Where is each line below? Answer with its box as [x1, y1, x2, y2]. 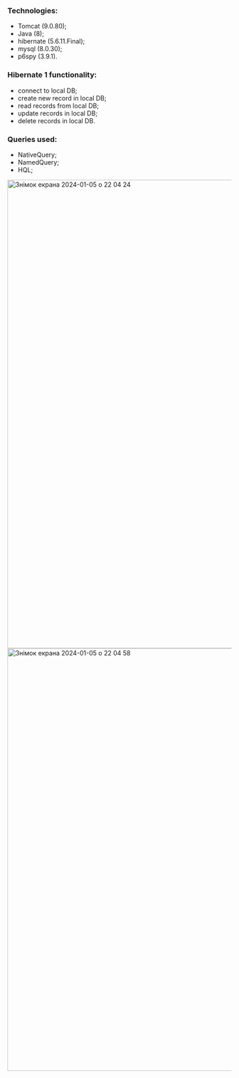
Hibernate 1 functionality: [7, 70, 97, 80]
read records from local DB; [17, 101, 100, 110]
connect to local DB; [17, 86, 78, 95]
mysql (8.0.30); [17, 45, 63, 53]
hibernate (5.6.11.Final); [17, 37, 85, 46]
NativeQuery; [17, 150, 57, 159]
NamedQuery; [17, 157, 59, 166]
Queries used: [7, 134, 58, 144]
